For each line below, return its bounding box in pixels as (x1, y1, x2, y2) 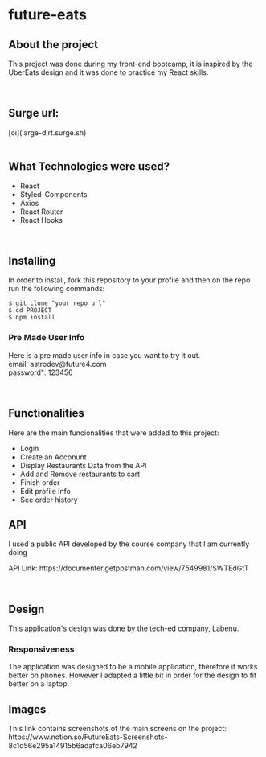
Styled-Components (19, 189, 88, 199)
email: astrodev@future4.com (8, 359, 107, 368)
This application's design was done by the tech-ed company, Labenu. (8, 623, 239, 633)
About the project (8, 38, 99, 51)
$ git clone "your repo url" (8, 299, 106, 307)
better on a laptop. (8, 679, 70, 689)
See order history (19, 495, 78, 504)
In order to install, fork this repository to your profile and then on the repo (8, 275, 251, 285)
